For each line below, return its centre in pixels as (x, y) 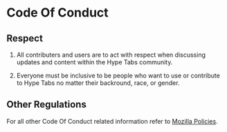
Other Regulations (47, 105)
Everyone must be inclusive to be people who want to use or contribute (118, 75)
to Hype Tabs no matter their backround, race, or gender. (98, 83)
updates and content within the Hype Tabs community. (94, 62)
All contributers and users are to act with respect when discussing (111, 55)
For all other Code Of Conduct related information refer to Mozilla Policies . (112, 121)
